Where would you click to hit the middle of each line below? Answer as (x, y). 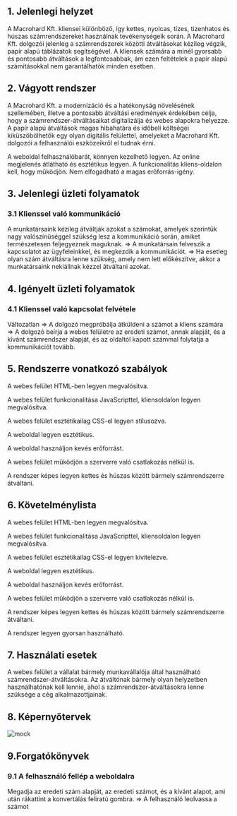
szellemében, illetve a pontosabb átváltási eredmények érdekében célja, (112, 113)
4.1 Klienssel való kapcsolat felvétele (72, 308)
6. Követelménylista (52, 505)
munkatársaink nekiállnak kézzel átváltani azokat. (79, 267)
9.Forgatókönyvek (48, 756)
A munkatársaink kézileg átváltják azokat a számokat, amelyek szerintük (112, 229)
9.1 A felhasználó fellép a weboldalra (71, 776)
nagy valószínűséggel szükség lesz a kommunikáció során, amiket (104, 236)
